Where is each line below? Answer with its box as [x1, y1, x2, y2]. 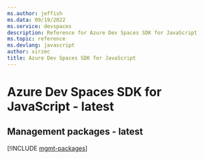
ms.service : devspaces [7, 23, 72, 29]
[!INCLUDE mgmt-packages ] [7, 144, 88, 152]
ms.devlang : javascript [7, 42, 75, 49]
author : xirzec [7, 49, 51, 56]
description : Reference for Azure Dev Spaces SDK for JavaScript [7, 29, 197, 36]
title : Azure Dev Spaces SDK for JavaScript [7, 55, 136, 62]
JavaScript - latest [7, 99, 114, 114]
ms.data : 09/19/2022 [7, 16, 66, 23]
